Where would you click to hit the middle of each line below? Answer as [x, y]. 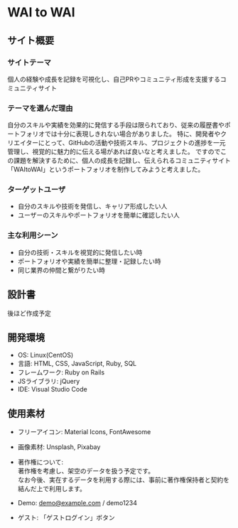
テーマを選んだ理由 [40, 108]
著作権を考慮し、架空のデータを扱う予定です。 [86, 471]
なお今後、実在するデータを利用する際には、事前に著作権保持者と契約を [123, 480]
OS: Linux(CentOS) [45, 355]
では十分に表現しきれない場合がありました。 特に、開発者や [132, 134]
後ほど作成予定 [29, 313]
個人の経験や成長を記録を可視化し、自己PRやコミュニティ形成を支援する [114, 79]
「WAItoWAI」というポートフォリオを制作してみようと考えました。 [106, 169]
